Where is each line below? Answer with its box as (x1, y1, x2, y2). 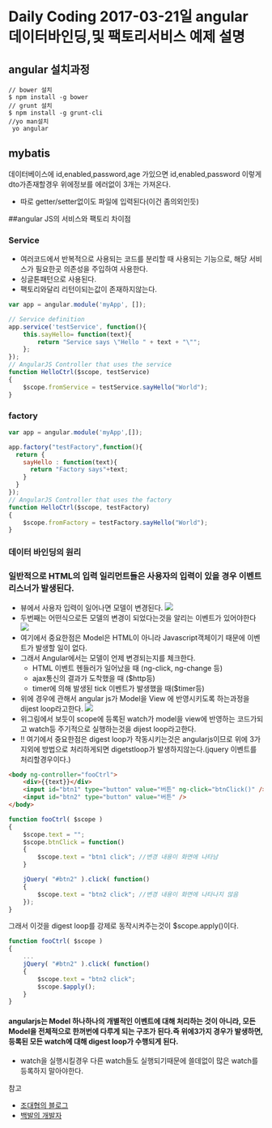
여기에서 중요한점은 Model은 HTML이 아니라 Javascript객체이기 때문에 (19, 632, 245, 642)
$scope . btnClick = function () (23, 837, 125, 846)
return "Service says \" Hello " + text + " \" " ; (37, 338, 201, 346)
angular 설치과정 (8, 62, 91, 76)
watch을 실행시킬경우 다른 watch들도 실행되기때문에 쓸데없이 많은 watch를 (19, 1056, 259, 1066)
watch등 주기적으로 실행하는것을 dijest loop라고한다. (28, 724, 197, 734)
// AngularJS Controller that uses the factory (8, 496, 172, 504)
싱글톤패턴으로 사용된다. (19, 274, 97, 284)
